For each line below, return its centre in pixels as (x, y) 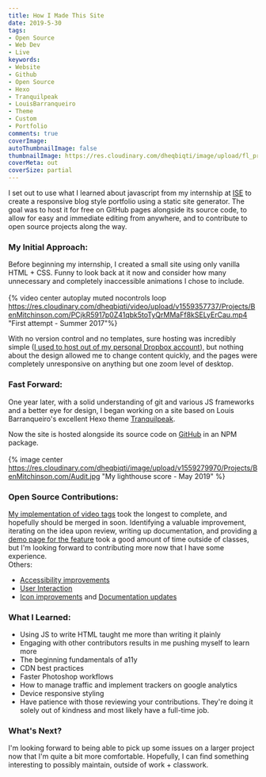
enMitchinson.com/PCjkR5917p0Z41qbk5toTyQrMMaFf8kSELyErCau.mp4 (128, 315)
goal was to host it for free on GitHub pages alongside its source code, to (128, 210)
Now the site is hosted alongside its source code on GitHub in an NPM (123, 434)
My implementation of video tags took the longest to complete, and (118, 514)
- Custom (23, 119)
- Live (19, 52)
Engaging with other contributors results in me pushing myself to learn (135, 643)
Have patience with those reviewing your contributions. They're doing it (136, 702)
